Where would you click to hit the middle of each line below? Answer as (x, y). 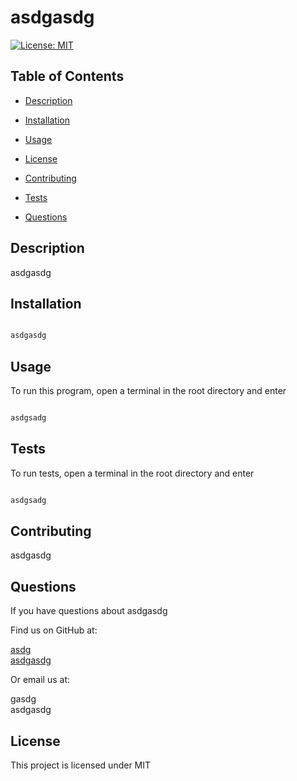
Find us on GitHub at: (54, 630)
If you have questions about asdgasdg (89, 611)
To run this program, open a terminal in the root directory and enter (148, 391)
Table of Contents (67, 76)
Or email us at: (40, 680)
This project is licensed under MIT (81, 765)
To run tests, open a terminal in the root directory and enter (132, 473)
